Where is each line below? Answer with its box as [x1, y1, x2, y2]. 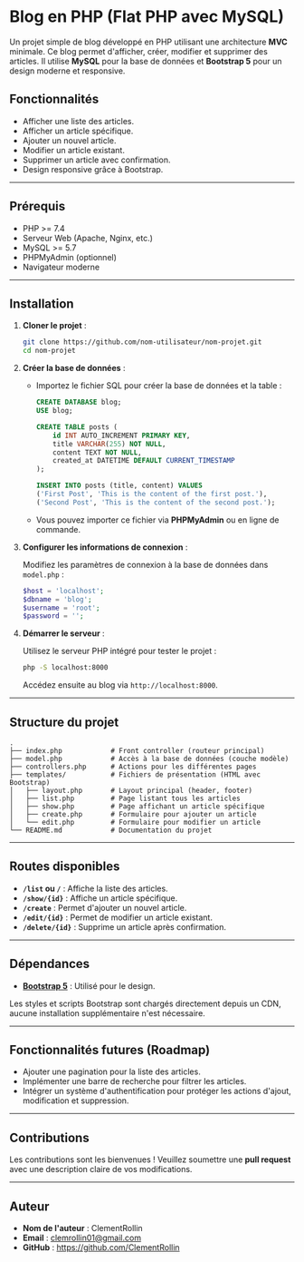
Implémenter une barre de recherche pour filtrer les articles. [22, 1076, 247, 1087]
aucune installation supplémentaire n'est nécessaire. [9, 1007, 205, 1018]
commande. [35, 523, 81, 534]
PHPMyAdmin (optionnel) [22, 251, 118, 262]
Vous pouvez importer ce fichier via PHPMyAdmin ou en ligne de [35, 514, 280, 525]
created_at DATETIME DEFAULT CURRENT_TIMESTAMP [52, 456, 235, 465]
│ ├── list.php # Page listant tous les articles [9, 794, 242, 803]
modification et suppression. [22, 1095, 129, 1106]
